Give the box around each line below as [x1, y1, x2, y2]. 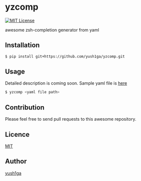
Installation [5, 41, 40, 50]
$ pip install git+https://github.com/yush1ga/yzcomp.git [5, 54, 125, 59]
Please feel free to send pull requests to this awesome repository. [5, 116, 137, 122]
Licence [5, 130, 30, 139]
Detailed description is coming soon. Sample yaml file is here [5, 80, 127, 86]
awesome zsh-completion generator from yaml [5, 27, 100, 33]
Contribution [5, 103, 45, 111]
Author [5, 157, 27, 165]
